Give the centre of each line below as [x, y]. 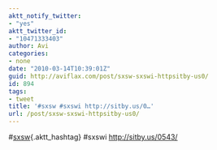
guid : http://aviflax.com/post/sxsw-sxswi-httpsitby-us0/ [108, 76]
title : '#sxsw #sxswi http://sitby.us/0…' [81, 106]
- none [20, 62]
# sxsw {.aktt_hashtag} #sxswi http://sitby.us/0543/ [93, 137]
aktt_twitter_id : [38, 31]
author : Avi [28, 46]
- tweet [22, 99]
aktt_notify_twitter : [45, 16]
